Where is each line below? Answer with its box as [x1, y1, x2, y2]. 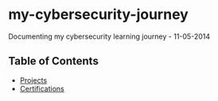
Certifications [19, 84, 65, 93]
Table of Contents [8, 54, 99, 68]
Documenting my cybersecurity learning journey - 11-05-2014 [8, 32, 211, 41]
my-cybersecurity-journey [8, 6, 189, 24]
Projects [19, 75, 48, 84]
